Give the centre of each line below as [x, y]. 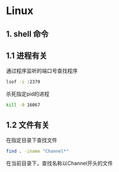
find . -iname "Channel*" [37, 151]
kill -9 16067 [23, 105]
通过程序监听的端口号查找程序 [42, 71]
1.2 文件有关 [28, 125]
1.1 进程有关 [27, 55]
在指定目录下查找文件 [32, 140]
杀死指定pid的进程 [28, 94]
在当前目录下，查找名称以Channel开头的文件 [60, 163]
